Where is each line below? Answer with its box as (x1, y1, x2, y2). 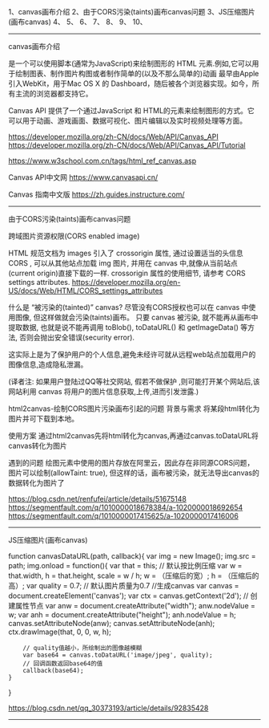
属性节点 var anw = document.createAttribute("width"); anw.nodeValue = (14, 601, 256, 610)
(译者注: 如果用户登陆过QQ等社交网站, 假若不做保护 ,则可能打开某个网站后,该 (8, 376, 260, 386)
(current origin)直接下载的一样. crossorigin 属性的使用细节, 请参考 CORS (8, 268, 246, 278)
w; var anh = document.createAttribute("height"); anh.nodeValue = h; (8, 610, 236, 620)
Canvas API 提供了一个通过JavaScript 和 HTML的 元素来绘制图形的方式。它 (8, 106, 255, 115)
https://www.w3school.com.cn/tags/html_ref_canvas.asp (8, 156, 197, 165)
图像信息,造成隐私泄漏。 (8, 360, 88, 369)
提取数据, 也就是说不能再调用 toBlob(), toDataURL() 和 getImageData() (8, 323, 239, 331)
